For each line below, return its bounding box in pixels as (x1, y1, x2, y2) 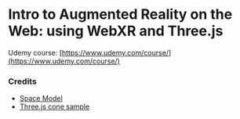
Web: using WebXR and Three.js (8, 22, 224, 40)
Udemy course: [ (8, 48, 63, 57)
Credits (8, 76, 37, 87)
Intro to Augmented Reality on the (8, 5, 233, 23)
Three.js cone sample (19, 102, 90, 111)
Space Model (19, 94, 63, 103)
